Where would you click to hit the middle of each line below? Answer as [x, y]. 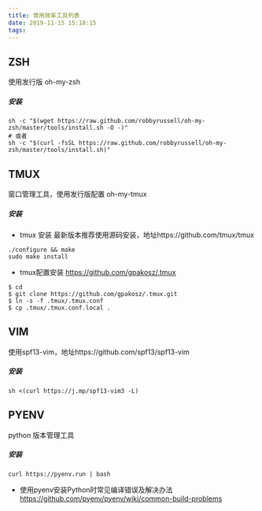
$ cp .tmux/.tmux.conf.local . [59, 308]
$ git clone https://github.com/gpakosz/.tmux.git [93, 294]
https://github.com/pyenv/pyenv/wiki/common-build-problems [121, 498]
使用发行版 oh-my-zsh [44, 82]
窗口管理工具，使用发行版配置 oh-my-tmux [77, 194]
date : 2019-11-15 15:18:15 [52, 23]
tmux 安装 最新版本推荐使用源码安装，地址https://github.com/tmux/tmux [137, 235]
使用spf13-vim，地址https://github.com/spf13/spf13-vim [99, 352]
